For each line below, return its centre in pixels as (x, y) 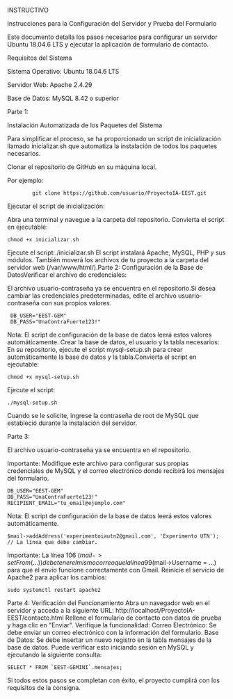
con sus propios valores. (76, 303)
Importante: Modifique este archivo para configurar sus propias (98, 463)
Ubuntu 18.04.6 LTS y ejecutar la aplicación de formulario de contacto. (108, 44)
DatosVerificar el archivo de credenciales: (67, 275)
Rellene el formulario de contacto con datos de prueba (143, 618)
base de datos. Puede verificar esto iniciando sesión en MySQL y (101, 647)
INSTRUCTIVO (28, 10)
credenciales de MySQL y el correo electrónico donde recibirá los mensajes (116, 471)
